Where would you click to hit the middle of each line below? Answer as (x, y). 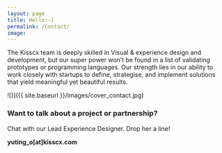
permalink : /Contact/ (39, 26)
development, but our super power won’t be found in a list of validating (109, 60)
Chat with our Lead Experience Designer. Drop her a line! (89, 128)
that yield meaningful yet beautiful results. (68, 82)
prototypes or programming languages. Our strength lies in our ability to (110, 67)
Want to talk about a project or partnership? (82, 114)
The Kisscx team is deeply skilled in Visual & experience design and (104, 53)
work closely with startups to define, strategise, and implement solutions (111, 75)
